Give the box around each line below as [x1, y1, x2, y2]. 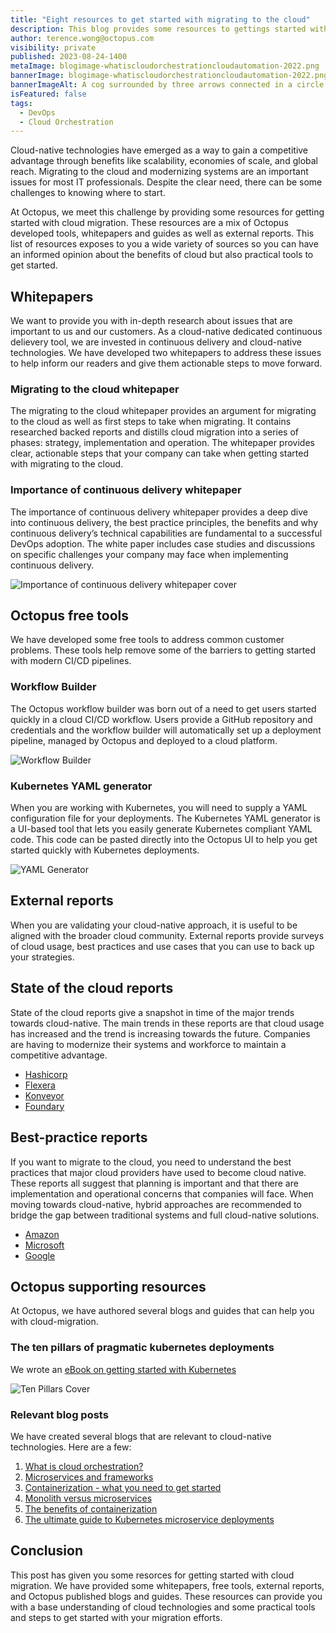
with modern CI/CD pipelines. [10, 655, 132, 667]
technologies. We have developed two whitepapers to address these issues [10, 347, 322, 359]
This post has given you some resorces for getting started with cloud [10, 1569, 295, 1581]
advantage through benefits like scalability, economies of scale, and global [10, 155, 318, 167]
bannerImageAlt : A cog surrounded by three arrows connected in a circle [10, 80, 325, 90]
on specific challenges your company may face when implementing [10, 548, 289, 560]
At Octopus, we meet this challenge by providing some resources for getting [10, 206, 325, 218]
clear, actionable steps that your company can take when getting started [10, 447, 309, 460]
